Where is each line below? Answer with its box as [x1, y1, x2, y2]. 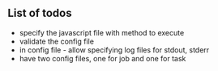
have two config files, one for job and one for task [19, 53, 186, 63]
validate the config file [19, 36, 95, 46]
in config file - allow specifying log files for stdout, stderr [19, 44, 210, 55]
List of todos [7, 6, 72, 20]
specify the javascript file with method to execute [19, 27, 185, 37]
